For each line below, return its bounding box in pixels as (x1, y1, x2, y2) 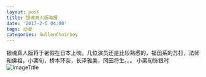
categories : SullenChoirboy (6, 32, 78, 38)
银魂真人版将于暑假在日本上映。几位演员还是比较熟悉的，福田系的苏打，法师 (6, 50, 200, 57)
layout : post (6, 9, 40, 15)
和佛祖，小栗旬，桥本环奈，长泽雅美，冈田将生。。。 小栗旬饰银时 (6, 57, 169, 64)
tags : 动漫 (6, 26, 32, 32)
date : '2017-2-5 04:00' (6, 20, 67, 26)
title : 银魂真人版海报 (6, 15, 58, 21)
